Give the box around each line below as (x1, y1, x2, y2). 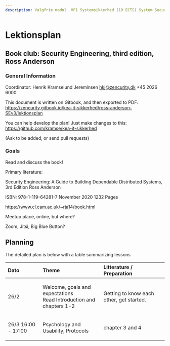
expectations (42, 290, 73, 297)
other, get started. (103, 296, 146, 303)
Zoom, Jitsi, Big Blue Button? (5, 223, 65, 229)
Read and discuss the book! (5, 159, 63, 165)
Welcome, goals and (42, 283, 91, 290)
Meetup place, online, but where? (5, 213, 75, 219)
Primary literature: (5, 169, 43, 175)
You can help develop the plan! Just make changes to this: (5, 120, 127, 126)
